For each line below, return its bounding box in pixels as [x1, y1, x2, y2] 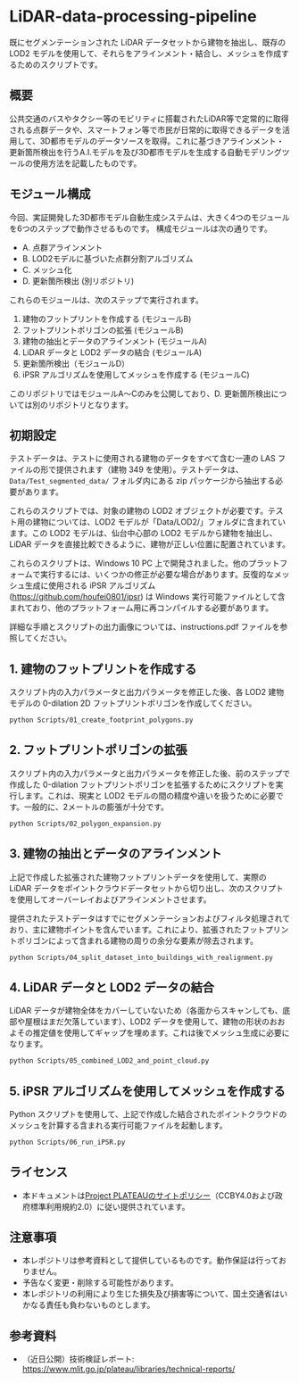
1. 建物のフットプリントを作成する [9, 661, 197, 676]
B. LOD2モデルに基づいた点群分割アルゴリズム [21, 253, 194, 264]
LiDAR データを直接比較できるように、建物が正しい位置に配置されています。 [9, 539, 291, 550]
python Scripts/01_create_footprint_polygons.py [9, 716, 194, 725]
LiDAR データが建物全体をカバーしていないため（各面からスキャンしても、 [9, 1006, 283, 1016]
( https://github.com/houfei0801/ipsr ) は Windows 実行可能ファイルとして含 [9, 592, 286, 602]
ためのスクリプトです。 [16, 59, 103, 70]
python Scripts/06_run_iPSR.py [9, 1138, 126, 1147]
